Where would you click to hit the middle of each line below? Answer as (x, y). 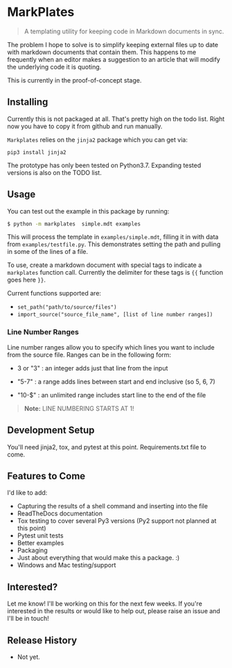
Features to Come (46, 476)
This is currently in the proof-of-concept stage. (74, 80)
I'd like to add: (27, 493)
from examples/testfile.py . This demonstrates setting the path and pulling (114, 244)
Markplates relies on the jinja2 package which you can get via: (98, 139)
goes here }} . (27, 280)
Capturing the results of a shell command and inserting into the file (113, 506)
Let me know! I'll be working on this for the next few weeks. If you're (105, 603)
